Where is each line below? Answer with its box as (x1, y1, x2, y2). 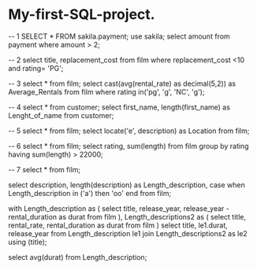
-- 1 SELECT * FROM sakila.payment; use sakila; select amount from (8, 31, 230, 41)
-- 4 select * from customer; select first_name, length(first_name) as (8, 102, 231, 112)
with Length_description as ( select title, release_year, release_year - (8, 203, 230, 213)
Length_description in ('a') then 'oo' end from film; (8, 188, 172, 198)
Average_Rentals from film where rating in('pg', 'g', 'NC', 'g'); (8, 87, 205, 96)
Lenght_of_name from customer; (8, 110, 114, 120)
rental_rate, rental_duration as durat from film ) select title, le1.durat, (8, 220, 229, 230)
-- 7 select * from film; (8, 165, 81, 174)
